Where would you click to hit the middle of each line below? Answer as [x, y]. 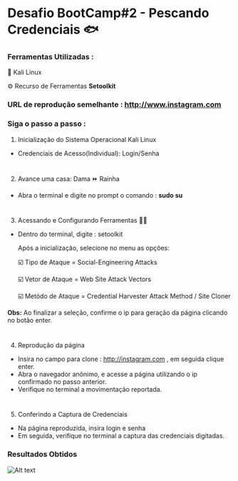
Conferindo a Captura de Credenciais [73, 415]
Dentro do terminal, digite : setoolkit [70, 234]
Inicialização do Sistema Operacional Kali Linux [87, 139]
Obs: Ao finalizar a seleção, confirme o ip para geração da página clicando [118, 313]
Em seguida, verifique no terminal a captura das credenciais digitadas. [121, 436]
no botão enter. [30, 320]
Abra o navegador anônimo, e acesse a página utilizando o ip [108, 374]
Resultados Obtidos [42, 455]
